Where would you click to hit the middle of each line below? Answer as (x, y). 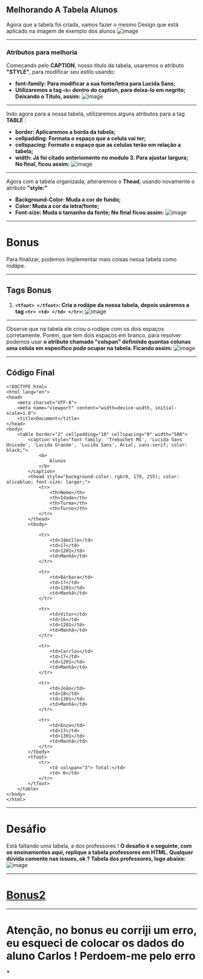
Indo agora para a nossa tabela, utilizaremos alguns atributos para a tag (96, 114)
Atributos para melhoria (42, 52)
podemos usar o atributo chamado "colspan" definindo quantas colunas (99, 342)
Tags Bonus (29, 291)
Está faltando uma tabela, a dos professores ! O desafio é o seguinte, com (99, 845)
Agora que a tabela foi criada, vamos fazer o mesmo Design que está (92, 24)
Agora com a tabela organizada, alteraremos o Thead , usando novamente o (101, 181)
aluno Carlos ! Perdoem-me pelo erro (101, 956)
